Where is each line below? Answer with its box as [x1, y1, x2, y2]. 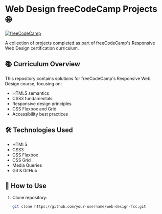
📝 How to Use [5, 182, 46, 190]
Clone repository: [12, 195, 47, 201]
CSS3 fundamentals [12, 95, 53, 101]
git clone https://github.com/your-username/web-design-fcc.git [12, 204, 146, 209]
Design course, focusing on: [5, 80, 62, 86]
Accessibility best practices [12, 111, 69, 117]
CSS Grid [12, 157, 31, 163]
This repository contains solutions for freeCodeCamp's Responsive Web [5, 75, 151, 81]
